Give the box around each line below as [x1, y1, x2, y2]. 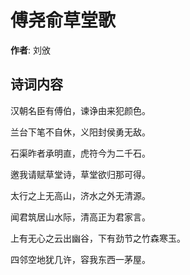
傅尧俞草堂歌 [10, 9, 117, 32]
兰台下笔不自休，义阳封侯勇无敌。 [10, 126, 151, 138]
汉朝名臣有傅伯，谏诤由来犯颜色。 [10, 104, 151, 116]
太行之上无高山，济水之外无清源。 [10, 189, 151, 201]
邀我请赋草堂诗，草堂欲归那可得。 [10, 168, 151, 180]
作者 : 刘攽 [10, 44, 51, 56]
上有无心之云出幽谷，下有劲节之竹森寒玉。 [10, 232, 186, 244]
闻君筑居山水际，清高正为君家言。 [10, 211, 151, 223]
